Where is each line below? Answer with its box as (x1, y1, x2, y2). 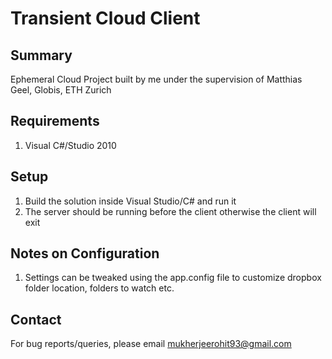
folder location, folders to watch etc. (24, 282, 175, 294)
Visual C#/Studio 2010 (24, 139, 117, 151)
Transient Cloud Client (10, 7, 201, 30)
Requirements (10, 113, 100, 130)
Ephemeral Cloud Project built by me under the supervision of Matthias (10, 73, 303, 85)
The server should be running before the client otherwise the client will (24, 205, 317, 217)
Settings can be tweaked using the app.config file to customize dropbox (24, 272, 322, 284)
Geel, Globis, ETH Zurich (10, 84, 112, 96)
